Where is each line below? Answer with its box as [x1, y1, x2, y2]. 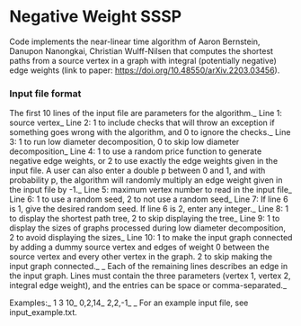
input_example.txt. [9, 307, 78, 318]
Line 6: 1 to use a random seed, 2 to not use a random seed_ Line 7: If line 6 [9, 194, 289, 204]
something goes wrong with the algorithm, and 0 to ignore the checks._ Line [9, 127, 291, 138]
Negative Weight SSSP [9, 6, 182, 27]
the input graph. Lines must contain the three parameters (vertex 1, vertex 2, [9, 270, 291, 281]
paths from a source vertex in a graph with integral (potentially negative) [9, 55, 277, 66]
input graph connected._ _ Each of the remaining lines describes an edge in [9, 261, 288, 272]
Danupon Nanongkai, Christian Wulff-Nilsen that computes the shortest [9, 45, 274, 56]
